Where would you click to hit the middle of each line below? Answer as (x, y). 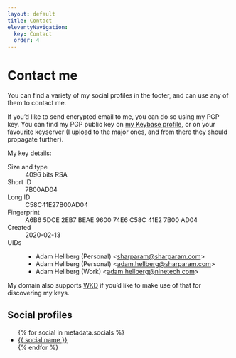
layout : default (31, 14)
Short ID (20, 182)
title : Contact (30, 21)
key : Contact (33, 34)
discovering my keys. (38, 293)
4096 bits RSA (46, 174)
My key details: (29, 153)
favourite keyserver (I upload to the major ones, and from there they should (117, 132)
